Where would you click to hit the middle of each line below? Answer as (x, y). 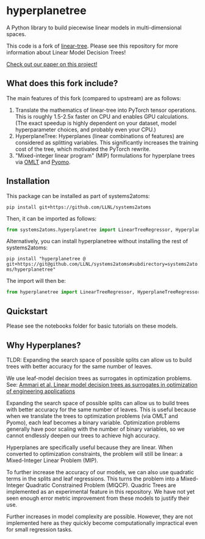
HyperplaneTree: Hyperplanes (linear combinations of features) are (99, 136)
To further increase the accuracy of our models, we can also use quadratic (100, 472)
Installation (28, 181)
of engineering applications (41, 391)
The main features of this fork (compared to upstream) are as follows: (94, 98)
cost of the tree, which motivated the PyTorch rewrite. (83, 149)
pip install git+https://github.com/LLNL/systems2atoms (79, 207)
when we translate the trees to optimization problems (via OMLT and (92, 416)
